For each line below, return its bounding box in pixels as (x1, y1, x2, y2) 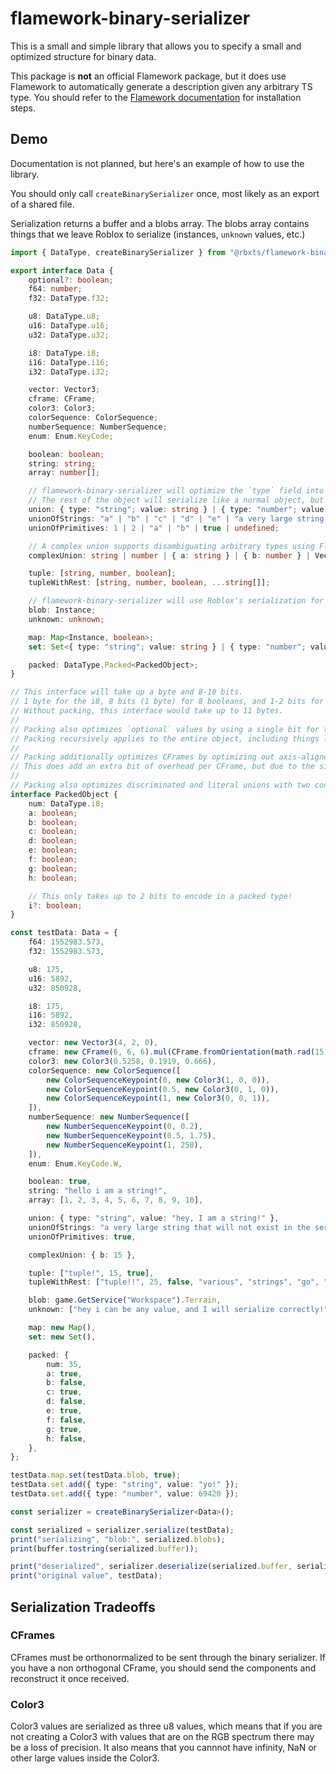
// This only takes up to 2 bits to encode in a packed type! (28, 891, 293, 901)
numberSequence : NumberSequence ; (28, 422, 168, 432)
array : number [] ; (28, 468, 101, 478)
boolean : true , (28, 1177, 92, 1187)
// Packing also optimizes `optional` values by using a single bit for (10, 724, 320, 734)
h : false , (46, 1433, 87, 1444)
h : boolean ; (28, 873, 78, 883)
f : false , (46, 1415, 87, 1425)
